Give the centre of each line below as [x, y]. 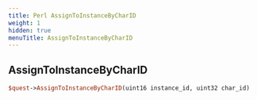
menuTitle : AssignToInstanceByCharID [71, 38]
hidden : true [30, 30]
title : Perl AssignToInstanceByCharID [72, 15]
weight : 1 [25, 23]
